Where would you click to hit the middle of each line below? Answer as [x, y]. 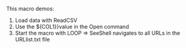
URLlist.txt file [32, 39]
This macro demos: [30, 9]
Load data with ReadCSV [46, 20]
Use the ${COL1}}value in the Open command [72, 27]
